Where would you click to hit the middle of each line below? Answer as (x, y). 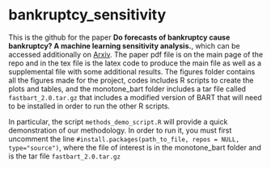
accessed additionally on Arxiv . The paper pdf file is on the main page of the (136, 54)
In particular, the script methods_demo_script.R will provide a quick (118, 121)
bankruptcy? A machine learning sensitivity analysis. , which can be (124, 45)
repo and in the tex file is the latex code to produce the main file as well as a (135, 63)
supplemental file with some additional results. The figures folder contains (132, 71)
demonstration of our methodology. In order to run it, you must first (120, 130)
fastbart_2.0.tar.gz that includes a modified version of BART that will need (135, 97)
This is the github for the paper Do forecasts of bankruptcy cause (119, 37)
